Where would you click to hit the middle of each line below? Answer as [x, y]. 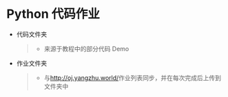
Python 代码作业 [53, 14]
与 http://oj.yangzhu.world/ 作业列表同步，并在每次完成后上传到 [133, 78]
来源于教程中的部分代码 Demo [86, 48]
